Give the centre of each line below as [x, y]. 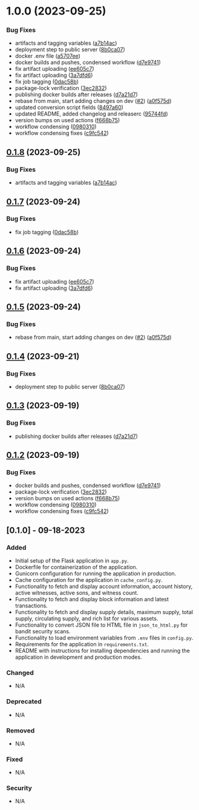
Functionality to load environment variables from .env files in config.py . [104, 638]
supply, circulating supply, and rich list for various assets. [86, 618]
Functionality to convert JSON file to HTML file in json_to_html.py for [101, 625]
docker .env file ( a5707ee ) [47, 56]
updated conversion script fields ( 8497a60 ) [69, 108]
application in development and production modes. [78, 657]
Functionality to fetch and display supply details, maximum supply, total [104, 612]
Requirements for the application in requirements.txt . [82, 644]
